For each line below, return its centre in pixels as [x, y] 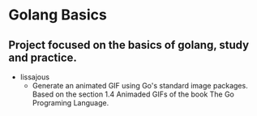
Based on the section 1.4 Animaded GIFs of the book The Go [133, 94]
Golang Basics [58, 15]
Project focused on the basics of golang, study [129, 45]
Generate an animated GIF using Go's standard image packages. [140, 86]
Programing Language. [71, 103]
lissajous [35, 77]
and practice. [43, 57]
